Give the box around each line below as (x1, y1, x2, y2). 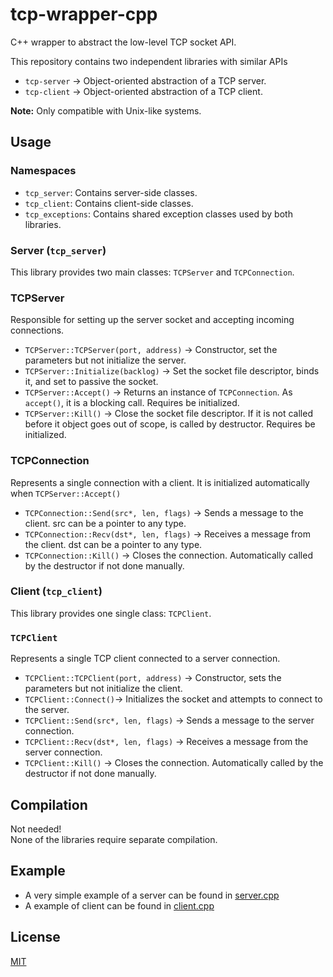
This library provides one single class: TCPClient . (10, 607, 212, 619)
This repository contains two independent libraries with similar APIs (10, 55, 288, 67)
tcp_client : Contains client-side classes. (24, 197, 194, 209)
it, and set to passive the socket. (24, 376, 159, 388)
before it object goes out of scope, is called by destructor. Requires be (24, 418, 316, 430)
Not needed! (10, 823, 62, 835)
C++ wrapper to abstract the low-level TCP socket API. (10, 36, 237, 48)
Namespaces (10, 164, 77, 178)
